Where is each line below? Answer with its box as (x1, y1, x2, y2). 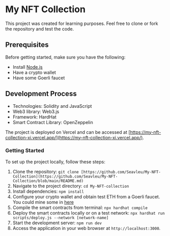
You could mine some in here (12, 199, 74, 205)
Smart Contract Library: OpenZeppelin (12, 119, 93, 125)
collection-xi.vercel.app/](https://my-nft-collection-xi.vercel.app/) (5, 134, 143, 140)
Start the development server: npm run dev (12, 220, 102, 226)
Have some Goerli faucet (12, 75, 65, 81)
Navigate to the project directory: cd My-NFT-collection (12, 183, 129, 189)
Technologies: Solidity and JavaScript (12, 103, 92, 109)
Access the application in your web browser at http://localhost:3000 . (12, 225, 161, 231)
